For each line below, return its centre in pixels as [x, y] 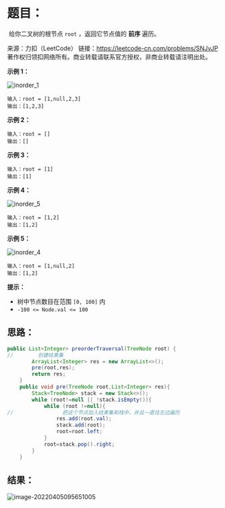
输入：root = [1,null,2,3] [44, 99]
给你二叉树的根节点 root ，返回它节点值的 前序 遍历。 [84, 34]
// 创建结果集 [35, 355]
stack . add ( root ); [81, 425]
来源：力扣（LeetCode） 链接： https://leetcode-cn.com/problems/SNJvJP [113, 48]
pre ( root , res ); [54, 368]
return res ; [49, 374]
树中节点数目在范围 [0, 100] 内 [61, 301]
